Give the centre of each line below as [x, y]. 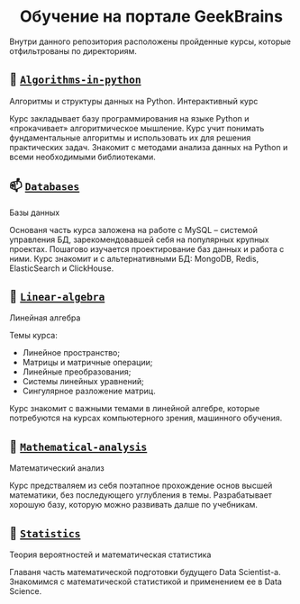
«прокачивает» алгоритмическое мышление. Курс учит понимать [137, 128]
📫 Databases [45, 186]
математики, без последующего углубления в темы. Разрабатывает [141, 495]
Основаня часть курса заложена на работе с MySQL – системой [134, 230]
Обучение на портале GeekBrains [151, 17]
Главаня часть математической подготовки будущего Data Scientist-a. [145, 572]
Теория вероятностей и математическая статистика [110, 554]
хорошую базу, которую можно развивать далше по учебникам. [134, 505]
